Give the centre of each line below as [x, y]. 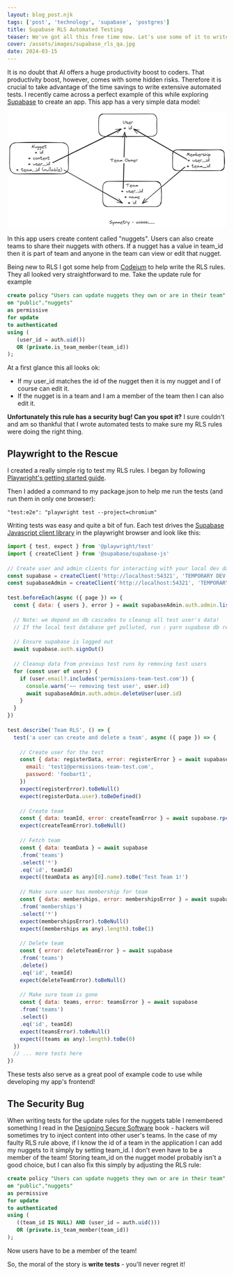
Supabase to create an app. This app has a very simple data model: [104, 102]
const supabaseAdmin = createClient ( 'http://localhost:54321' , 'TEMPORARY [118, 583]
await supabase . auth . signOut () [59, 649]
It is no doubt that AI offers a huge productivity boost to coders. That [106, 72]
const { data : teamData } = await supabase [84, 848]
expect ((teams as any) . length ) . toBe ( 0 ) [78, 1039]
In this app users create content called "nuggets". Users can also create [110, 239]
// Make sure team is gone [59, 995]
